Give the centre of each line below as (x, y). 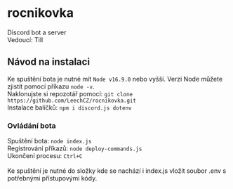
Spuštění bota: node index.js (49, 141)
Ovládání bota (32, 126)
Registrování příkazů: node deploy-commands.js (75, 148)
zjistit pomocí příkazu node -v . (51, 86)
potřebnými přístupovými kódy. (52, 178)
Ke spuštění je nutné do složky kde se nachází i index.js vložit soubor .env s (117, 171)
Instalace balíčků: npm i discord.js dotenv (69, 107)
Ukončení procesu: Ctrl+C (45, 156)
